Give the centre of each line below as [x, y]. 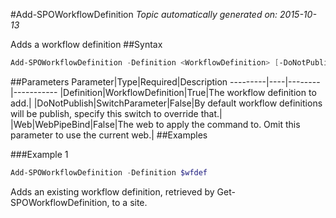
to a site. [129, 202]
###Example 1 [39, 154]
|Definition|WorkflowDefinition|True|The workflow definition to [188, 92]
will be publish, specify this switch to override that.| [116, 113]
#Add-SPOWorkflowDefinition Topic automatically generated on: [144, 14]
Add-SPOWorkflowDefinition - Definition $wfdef [109, 172]
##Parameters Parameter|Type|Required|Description [119, 81]
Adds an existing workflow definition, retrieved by [112, 191]
